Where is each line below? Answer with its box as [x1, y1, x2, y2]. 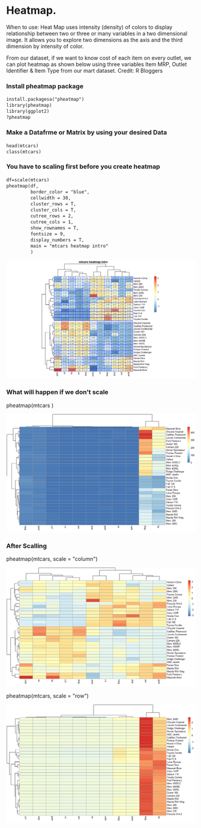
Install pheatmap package [6, 82, 84, 90]
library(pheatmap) [6, 103, 52, 109]
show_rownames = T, [30, 225, 79, 231]
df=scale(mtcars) [6, 177, 50, 183]
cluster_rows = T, [30, 201, 77, 207]
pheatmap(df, [6, 183, 39, 189]
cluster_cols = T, [30, 207, 77, 213]
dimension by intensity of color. [6, 43, 84, 50]
